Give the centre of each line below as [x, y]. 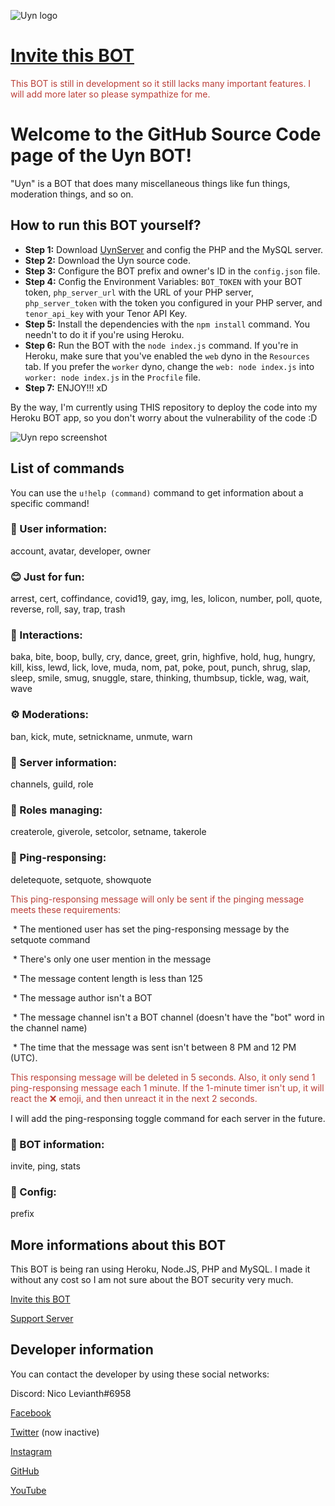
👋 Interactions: [46, 635]
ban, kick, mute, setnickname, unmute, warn [101, 736]
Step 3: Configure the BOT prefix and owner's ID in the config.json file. [172, 271]
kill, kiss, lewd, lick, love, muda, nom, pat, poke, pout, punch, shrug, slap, [160, 667]
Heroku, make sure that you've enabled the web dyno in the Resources [167, 356]
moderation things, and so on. [72, 194]
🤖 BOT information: [57, 1144]
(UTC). [24, 1057]
